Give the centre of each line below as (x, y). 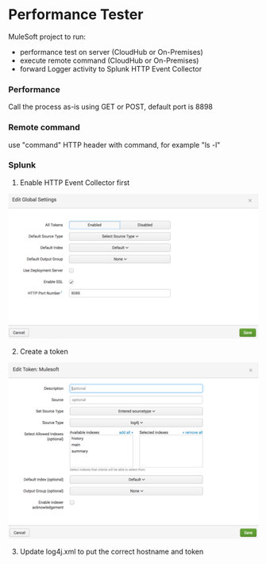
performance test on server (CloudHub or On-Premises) (112, 52)
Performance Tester (76, 15)
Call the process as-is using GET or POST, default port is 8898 (110, 107)
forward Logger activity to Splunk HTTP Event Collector (111, 68)
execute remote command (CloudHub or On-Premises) (109, 60)
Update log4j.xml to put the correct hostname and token (112, 552)
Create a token (44, 352)
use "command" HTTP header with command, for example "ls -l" (114, 145)
